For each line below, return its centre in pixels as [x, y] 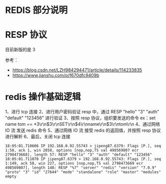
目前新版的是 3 [20, 50]
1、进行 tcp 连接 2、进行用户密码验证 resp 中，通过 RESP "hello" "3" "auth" [82, 112]
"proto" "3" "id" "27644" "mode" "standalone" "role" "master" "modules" [83, 172]
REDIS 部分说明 [37, 10]
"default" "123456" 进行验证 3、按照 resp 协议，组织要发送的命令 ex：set [80, 118]
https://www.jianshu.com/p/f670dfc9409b [56, 76]
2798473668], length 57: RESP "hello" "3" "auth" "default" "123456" [79, 155]
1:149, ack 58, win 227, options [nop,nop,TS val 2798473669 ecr [74, 164]
